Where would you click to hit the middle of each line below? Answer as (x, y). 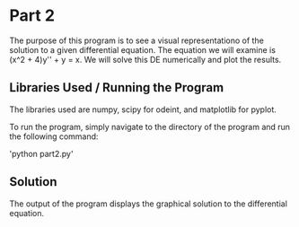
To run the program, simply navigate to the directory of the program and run (149, 127)
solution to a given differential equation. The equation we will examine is (143, 49)
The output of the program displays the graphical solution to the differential (148, 204)
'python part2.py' (41, 153)
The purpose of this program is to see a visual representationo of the (137, 40)
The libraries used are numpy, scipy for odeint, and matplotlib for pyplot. (143, 109)
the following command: (54, 136)
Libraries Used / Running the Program (117, 87)
